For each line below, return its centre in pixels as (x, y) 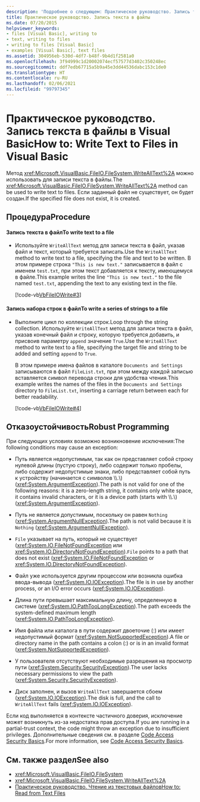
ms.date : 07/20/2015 (32, 23)
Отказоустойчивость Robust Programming (88, 427)
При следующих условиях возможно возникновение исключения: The (95, 441)
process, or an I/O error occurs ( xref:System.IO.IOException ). (90, 589)
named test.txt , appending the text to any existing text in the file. (96, 283)
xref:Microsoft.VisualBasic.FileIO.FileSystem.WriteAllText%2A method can (97, 186)
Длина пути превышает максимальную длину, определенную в (96, 600)
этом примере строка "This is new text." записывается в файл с (99, 264)
